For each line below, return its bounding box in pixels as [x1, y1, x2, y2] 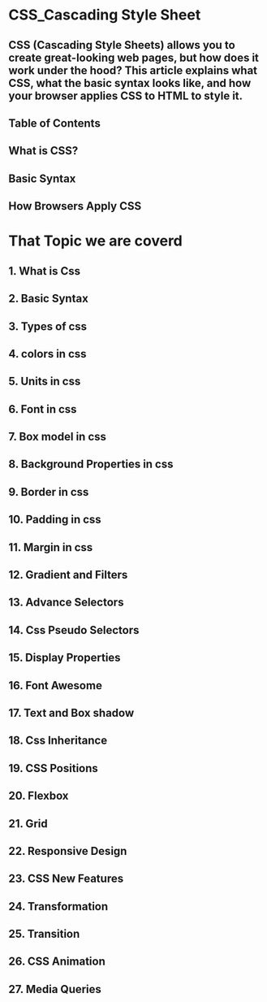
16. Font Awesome [8, 679, 103, 692]
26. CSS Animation [8, 955, 106, 969]
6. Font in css [8, 402, 77, 416]
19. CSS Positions [8, 761, 99, 775]
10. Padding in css [8, 513, 101, 527]
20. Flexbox [8, 789, 69, 803]
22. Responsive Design [8, 844, 127, 858]
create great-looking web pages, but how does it [8, 50, 260, 64]
